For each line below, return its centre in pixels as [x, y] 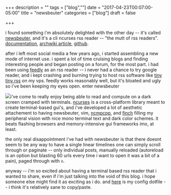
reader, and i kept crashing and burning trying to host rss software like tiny [84, 75]
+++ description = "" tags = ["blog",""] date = [53, 7]
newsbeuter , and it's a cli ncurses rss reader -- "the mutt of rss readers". [82, 38]
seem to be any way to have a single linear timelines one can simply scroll [83, 145]
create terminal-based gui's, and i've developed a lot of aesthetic [74, 107]
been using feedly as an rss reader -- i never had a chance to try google [81, 70]
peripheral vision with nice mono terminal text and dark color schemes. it [82, 118]
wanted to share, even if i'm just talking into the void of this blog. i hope [80, 176]
